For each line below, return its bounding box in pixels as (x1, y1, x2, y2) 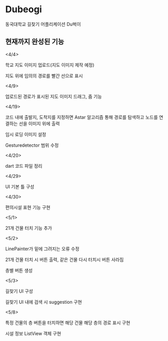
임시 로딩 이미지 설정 (5, 131, 46, 137)
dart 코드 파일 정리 (5, 163, 42, 169)
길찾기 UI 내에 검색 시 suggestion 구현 (5, 299, 82, 305)
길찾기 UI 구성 (5, 288, 33, 294)
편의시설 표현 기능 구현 (5, 204, 51, 210)
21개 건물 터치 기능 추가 (5, 225, 52, 231)
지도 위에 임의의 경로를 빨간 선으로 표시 (5, 72, 83, 78)
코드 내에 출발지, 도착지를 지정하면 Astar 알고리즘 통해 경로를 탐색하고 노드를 (5, 114, 158, 120)
